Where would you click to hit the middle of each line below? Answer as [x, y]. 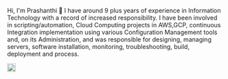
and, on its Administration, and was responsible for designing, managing [109, 39]
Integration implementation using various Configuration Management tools [112, 32]
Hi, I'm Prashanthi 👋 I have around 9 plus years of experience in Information [114, 11]
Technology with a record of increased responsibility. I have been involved [112, 18]
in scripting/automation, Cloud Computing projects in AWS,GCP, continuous [114, 25]
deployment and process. [43, 54]
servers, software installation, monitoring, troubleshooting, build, [99, 47]
